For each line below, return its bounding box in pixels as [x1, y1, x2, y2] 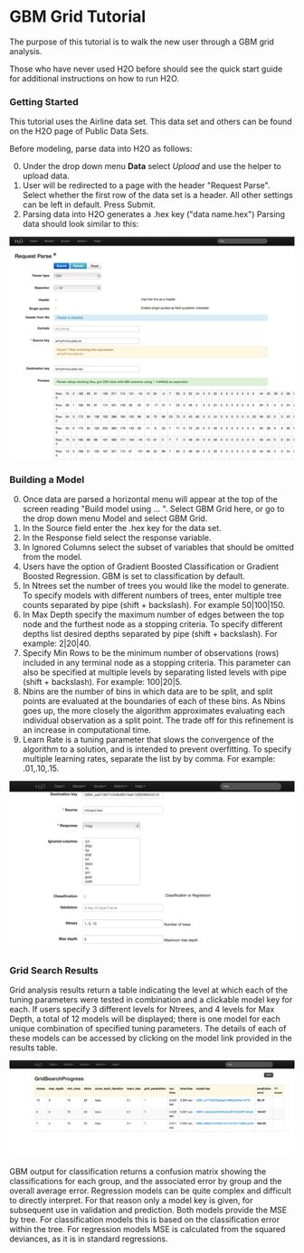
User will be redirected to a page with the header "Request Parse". [22, 180, 271, 191]
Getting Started [9, 95, 79, 108]
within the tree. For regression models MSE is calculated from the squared [9, 1224, 286, 1235]
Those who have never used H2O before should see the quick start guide [9, 63, 283, 74]
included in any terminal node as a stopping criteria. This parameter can [22, 658, 291, 669]
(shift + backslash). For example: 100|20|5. [22, 677, 183, 688]
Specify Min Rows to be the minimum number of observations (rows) [22, 648, 280, 659]
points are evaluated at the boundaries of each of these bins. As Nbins [22, 696, 286, 707]
